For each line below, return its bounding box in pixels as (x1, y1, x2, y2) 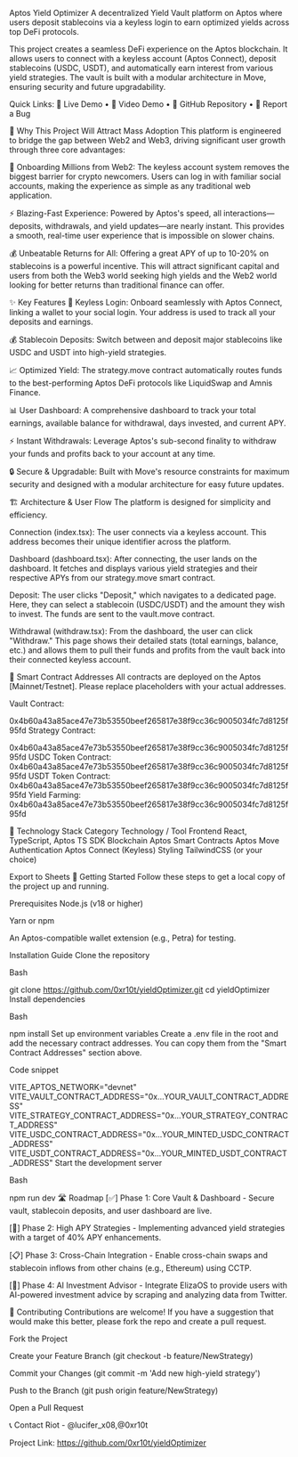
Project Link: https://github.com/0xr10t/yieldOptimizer (9, 1437, 206, 1448)
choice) (9, 854, 37, 865)
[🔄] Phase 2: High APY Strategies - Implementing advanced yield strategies (9, 1223, 286, 1233)
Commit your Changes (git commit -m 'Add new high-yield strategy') (9, 1368, 261, 1379)
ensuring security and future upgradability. (9, 82, 166, 92)
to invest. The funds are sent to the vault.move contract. (9, 609, 215, 619)
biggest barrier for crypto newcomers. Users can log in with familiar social (9, 171, 282, 182)
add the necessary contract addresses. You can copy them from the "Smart (9, 1038, 287, 1048)
